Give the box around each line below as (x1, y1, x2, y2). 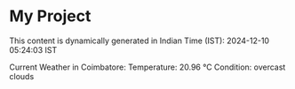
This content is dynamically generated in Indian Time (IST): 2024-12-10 (9, 35, 269, 46)
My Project (9, 6, 92, 26)
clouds (9, 70, 35, 81)
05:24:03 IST (9, 44, 58, 55)
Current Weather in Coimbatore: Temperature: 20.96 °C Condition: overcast (9, 62, 286, 72)
